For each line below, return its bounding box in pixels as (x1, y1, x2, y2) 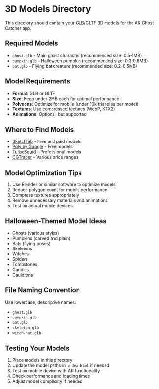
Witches (12, 251, 29, 257)
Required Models (5, 39, 58, 48)
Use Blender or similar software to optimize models (12, 181, 116, 188)
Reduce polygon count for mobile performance (12, 187, 107, 193)
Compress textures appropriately (12, 192, 79, 198)
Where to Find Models (5, 125, 74, 134)
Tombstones (12, 261, 38, 267)
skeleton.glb (12, 325, 39, 330)
